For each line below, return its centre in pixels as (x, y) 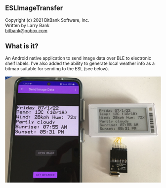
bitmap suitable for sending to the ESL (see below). (57, 68)
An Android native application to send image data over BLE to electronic (78, 58)
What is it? (22, 46)
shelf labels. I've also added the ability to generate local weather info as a (80, 63)
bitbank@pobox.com (26, 30)
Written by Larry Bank (27, 25)
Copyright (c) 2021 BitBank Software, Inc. (47, 20)
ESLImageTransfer (34, 8)
